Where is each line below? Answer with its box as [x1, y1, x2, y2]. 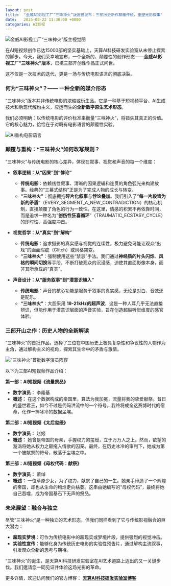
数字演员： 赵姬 [12, 430, 46, 437]
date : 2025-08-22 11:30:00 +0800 [5, 17, 81, 22]
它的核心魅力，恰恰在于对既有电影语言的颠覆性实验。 [5, 121, 117, 127]
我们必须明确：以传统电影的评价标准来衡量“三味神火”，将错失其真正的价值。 [5, 114, 166, 121]
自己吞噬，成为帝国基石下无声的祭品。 [12, 490, 93, 497]
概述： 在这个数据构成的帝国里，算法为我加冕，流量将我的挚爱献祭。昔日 [12, 396, 166, 402]
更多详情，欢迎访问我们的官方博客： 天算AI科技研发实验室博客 [5, 575, 137, 581]
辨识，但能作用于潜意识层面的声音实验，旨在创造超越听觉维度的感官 [20, 307, 164, 313]
